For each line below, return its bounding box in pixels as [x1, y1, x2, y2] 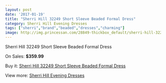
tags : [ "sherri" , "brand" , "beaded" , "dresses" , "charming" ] [5, 26, 125, 31]
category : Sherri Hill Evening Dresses [5, 21, 87, 26]
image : [5, 30, 19, 35]
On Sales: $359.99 [5, 53, 44, 59]
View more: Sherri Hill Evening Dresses [5, 73, 85, 78]
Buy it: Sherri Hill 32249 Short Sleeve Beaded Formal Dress [5, 63, 126, 69]
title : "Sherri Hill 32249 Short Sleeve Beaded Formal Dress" [5, 16, 136, 21]
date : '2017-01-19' [5, 12, 45, 17]
